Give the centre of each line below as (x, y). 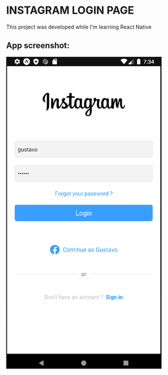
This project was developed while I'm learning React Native (79, 27)
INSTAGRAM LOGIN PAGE (70, 10)
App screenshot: (38, 46)
